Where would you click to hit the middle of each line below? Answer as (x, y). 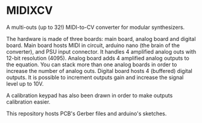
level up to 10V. (25, 84)
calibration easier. (28, 102)
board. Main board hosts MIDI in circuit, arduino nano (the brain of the (93, 45)
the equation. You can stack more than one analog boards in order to (92, 65)
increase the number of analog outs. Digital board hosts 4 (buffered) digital (99, 71)
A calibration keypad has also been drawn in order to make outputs (90, 95)
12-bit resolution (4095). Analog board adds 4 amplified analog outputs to (98, 58)
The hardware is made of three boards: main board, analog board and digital (101, 39)
